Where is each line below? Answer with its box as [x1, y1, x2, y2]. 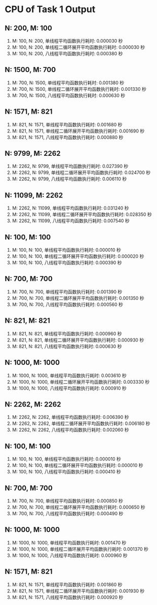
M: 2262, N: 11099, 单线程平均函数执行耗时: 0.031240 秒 [12, 205, 129, 211]
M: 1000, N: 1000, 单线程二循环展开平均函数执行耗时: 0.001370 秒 [12, 546, 149, 552]
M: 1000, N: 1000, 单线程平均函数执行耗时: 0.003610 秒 [12, 372, 127, 379]
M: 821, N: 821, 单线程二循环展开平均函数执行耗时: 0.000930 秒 [12, 337, 144, 343]
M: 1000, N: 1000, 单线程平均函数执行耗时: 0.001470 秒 [12, 540, 127, 546]
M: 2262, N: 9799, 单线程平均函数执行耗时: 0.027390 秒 [12, 163, 129, 170]
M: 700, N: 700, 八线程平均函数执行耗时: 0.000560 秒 [12, 301, 124, 308]
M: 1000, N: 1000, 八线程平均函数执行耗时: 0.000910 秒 [12, 385, 127, 391]
